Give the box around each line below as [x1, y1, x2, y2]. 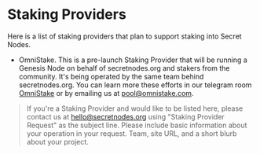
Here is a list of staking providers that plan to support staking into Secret [7, 31, 242, 41]
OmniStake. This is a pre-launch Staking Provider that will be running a [18, 55, 248, 64]
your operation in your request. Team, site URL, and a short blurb [26, 128, 237, 138]
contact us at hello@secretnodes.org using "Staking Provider [26, 112, 225, 121]
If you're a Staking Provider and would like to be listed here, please [26, 104, 244, 113]
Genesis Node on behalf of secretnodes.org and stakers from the [18, 63, 230, 72]
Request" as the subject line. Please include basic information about [26, 120, 247, 130]
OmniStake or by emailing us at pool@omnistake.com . [18, 88, 194, 97]
